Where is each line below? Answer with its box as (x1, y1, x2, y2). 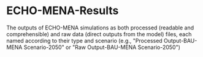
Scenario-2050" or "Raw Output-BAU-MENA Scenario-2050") (23, 44, 181, 51)
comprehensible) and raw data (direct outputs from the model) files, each (6, 30, 192, 37)
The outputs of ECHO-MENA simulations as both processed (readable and (6, 24, 194, 31)
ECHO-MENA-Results (6, 4, 119, 18)
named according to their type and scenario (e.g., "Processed (6, 37, 163, 44)
